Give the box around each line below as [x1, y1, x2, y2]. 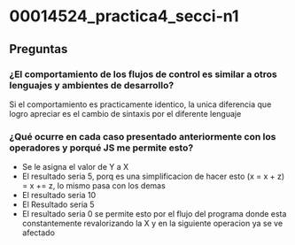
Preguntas [9, 42, 68, 57]
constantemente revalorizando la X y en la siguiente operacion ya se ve [21, 218, 283, 229]
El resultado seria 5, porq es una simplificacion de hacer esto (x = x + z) [21, 171, 285, 182]
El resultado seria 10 [21, 190, 97, 201]
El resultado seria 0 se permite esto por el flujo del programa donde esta [21, 209, 287, 219]
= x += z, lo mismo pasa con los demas [21, 180, 166, 191]
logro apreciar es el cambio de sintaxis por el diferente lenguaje [9, 108, 242, 119]
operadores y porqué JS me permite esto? [9, 142, 194, 154]
